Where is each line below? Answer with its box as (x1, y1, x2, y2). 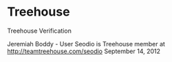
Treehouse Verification (7, 27, 72, 35)
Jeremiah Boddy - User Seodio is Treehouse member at (7, 40, 165, 48)
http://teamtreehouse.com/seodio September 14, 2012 (7, 47, 160, 55)
